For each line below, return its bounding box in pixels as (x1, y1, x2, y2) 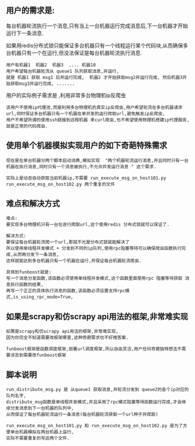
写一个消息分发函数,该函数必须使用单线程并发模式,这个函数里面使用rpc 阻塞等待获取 (6, 276, 183, 282)
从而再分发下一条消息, (13, 252, 60, 258)
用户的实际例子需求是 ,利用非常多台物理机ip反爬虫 (6, 91, 126, 98)
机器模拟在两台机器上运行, (19, 429, 74, 435)
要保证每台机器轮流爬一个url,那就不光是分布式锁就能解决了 (6, 239, 130, 245)
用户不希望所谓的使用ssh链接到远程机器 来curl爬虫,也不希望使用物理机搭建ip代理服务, (6, 116, 190, 123)
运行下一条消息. (6, 29, 44, 36)
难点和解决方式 (6, 198, 60, 209)
